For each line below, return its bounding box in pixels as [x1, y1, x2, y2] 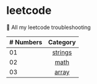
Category [48, 37, 76, 46]
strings [52, 48, 72, 56]
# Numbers [9, 37, 42, 46]
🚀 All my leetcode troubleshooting [6, 24, 91, 31]
